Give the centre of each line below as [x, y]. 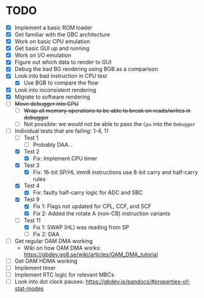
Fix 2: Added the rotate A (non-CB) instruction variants [101, 213]
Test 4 [32, 186]
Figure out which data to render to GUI [63, 62]
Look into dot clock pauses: [49, 281]
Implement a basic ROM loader [53, 28]
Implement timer [35, 267]
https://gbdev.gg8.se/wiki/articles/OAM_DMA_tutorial [91, 254]
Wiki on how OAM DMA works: [62, 248]
